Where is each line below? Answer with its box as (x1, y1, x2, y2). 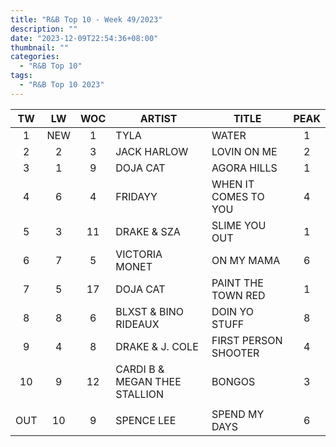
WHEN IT (211, 177, 255, 191)
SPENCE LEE (115, 413, 177, 427)
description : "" (10, 24, 78, 34)
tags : (10, 71, 33, 81)
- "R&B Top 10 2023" (19, 80, 105, 90)
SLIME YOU (211, 218, 267, 232)
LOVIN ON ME (211, 144, 278, 158)
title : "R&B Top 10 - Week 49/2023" (10, 14, 163, 25)
